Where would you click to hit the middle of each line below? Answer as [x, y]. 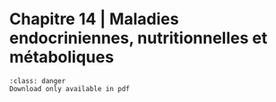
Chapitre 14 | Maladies [94, 19]
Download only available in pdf [69, 89]
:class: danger [38, 81]
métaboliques [62, 57]
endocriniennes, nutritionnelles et [138, 38]
